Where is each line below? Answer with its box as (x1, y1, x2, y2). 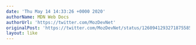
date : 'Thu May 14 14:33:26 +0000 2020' (6, 8, 106, 15)
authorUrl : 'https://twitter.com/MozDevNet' (6, 19, 116, 25)
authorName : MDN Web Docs (6, 14, 69, 20)
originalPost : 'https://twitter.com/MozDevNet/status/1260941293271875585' (6, 25, 194, 31)
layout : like (6, 30, 38, 36)
